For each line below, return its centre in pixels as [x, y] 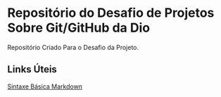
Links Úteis [32, 69]
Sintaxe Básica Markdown [45, 86]
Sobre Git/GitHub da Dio [78, 28]
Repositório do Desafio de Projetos [111, 13]
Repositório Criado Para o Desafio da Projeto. [73, 47]
